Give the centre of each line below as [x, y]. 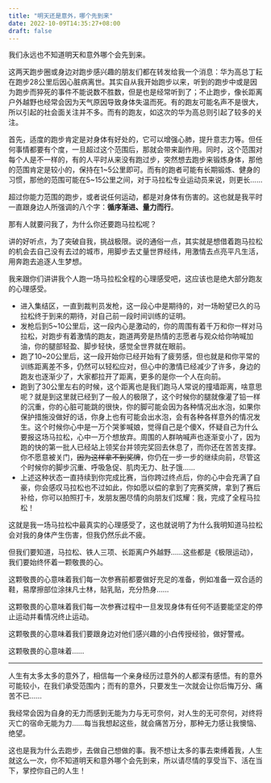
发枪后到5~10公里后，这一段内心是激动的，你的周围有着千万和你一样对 [138, 326]
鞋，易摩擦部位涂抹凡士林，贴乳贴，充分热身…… [89, 589]
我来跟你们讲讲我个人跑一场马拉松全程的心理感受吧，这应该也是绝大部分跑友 [135, 278]
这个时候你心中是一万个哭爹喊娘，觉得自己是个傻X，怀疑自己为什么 [146, 427]
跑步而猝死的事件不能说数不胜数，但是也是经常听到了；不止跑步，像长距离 [139, 92]
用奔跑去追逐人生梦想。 [47, 262]
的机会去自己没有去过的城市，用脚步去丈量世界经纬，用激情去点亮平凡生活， [135, 252]
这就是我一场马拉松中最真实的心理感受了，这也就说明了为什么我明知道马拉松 [135, 525]
